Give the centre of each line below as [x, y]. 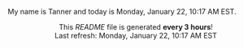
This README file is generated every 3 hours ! [136, 27]
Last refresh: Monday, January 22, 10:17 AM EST [136, 36]
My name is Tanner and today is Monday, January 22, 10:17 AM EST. [122, 12]
